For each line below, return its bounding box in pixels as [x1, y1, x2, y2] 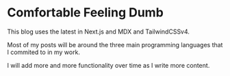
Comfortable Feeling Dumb [7, 5, 164, 21]
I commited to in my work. [7, 48, 81, 56]
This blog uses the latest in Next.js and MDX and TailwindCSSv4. [7, 27, 190, 36]
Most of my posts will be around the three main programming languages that [7, 40, 223, 49]
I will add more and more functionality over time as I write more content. [7, 61, 210, 69]
